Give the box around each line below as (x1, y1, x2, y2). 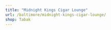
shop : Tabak (5, 17, 31, 22)
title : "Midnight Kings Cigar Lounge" (5, 7, 88, 13)
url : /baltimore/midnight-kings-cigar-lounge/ (5, 12, 106, 17)
